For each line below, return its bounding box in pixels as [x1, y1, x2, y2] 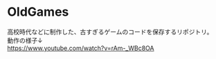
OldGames [7, 4, 69, 20]
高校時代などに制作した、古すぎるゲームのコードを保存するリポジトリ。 [7, 27, 213, 36]
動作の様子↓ [7, 36, 43, 45]
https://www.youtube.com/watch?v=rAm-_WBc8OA [7, 44, 154, 52]
